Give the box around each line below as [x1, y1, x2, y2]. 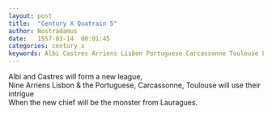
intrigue [8, 89, 35, 98]
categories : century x [8, 42, 85, 50]
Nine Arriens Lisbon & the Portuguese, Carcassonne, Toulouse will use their [8, 80, 261, 90]
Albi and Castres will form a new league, [8, 72, 143, 81]
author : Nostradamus [8, 27, 79, 35]
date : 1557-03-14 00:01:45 [8, 34, 111, 43]
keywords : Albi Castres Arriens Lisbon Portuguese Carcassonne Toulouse [8, 49, 259, 57]
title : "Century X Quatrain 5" [8, 19, 117, 28]
